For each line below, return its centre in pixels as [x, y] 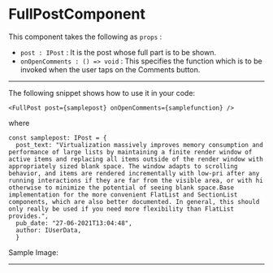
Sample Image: [33, 252]
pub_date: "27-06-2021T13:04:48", [74, 223]
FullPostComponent [77, 14]
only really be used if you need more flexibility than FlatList [121, 209]
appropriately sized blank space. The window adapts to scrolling [123, 166]
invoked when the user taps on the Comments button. [110, 69]
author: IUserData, [49, 230]
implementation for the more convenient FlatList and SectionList [123, 195]
